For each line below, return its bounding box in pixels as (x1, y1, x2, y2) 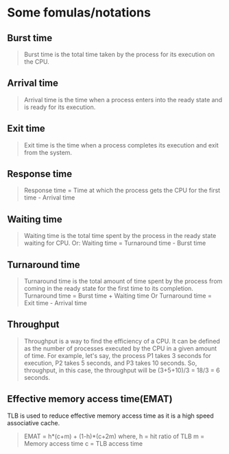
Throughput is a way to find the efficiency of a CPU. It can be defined (23, 337, 221, 345)
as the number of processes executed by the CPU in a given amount (23, 344, 217, 353)
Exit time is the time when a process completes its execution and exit (23, 141, 219, 149)
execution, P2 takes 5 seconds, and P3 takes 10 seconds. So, (23, 359, 197, 367)
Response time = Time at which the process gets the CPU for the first (23, 187, 221, 195)
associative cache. (7, 418, 60, 427)
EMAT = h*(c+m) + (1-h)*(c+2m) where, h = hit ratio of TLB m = (23, 432, 205, 440)
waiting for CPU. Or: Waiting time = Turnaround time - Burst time (23, 239, 206, 248)
